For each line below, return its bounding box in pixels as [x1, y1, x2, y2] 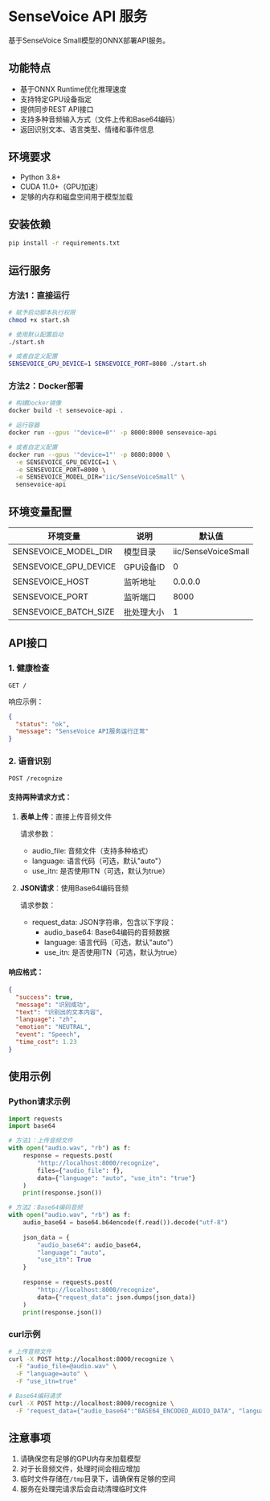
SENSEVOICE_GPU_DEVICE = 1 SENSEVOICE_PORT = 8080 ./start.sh [8, 360, 207, 368]
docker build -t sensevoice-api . [8, 407, 125, 415]
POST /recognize [8, 774, 63, 783]
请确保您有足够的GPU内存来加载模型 [19, 1454, 141, 1464]
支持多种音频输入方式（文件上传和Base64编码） [19, 114, 180, 124]
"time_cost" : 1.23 [15, 1038, 78, 1047]
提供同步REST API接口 [19, 104, 94, 113]
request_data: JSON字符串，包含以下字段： [31, 917, 177, 927]
